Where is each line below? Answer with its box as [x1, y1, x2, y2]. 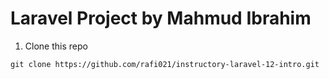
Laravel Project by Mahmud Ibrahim [10, 7, 312, 30]
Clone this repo [24, 40, 88, 52]
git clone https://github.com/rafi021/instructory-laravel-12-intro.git [10, 59, 320, 69]
